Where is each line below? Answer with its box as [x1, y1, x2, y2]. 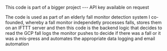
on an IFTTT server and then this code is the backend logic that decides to [5, 25, 162, 31]
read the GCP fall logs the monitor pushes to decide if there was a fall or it [5, 30, 161, 36]
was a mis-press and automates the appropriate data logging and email [5, 35, 155, 41]
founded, [5, 20, 25, 25]
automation [5, 41, 29, 47]
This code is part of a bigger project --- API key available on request [5, 5, 149, 10]
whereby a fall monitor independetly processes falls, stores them [25, 20, 162, 25]
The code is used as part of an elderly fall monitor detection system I [5, 14, 150, 20]
